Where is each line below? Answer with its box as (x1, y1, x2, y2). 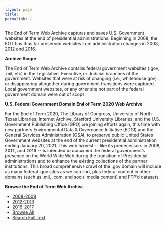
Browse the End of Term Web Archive (5, 184, 84, 190)
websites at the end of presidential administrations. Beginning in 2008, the (5, 35, 158, 41)
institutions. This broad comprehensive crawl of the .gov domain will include (5, 163, 162, 169)
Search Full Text (12, 215, 46, 221)
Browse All (12, 209, 35, 215)
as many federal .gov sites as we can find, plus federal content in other (5, 169, 151, 175)
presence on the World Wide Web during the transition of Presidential (5, 153, 148, 159)
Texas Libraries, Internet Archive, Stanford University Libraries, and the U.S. (5, 116, 161, 122)
